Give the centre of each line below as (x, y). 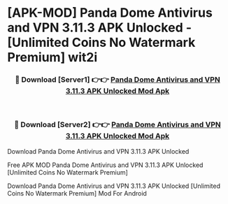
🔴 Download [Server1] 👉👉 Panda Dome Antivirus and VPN (117, 80)
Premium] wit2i (52, 58)
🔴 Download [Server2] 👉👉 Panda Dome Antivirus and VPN (117, 125)
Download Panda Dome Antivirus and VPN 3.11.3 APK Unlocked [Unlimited (114, 186)
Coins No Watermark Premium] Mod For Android (77, 193)
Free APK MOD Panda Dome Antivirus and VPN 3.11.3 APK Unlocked (105, 165)
